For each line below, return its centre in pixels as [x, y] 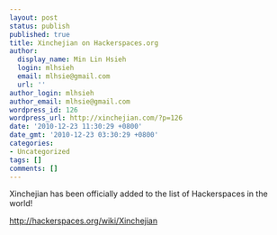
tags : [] [26, 160]
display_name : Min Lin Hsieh [72, 59]
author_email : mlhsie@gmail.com [70, 101]
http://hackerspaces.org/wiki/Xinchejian [84, 221]
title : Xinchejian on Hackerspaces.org [84, 43]
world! [21, 203]
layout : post [34, 18]
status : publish [40, 26]
